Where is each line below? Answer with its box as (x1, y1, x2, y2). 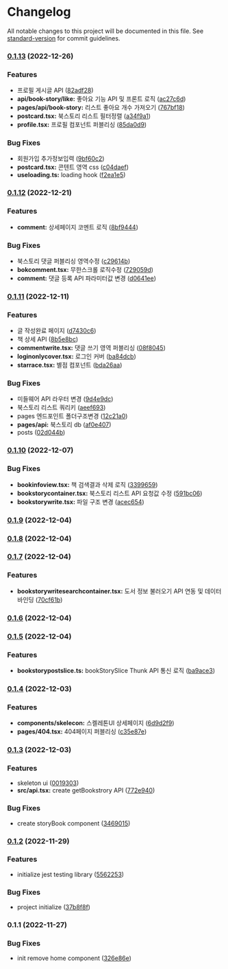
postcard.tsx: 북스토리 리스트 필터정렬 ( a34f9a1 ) (16, 112, 151, 120)
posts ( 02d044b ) (16, 429, 66, 437)
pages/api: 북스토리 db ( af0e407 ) (16, 420, 112, 429)
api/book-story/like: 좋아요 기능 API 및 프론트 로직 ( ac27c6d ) (16, 95, 186, 103)
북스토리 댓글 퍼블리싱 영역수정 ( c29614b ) (16, 257, 131, 265)
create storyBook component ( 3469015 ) (16, 819, 131, 828)
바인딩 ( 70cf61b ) (16, 595, 63, 604)
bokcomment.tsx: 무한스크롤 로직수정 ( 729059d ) (16, 265, 154, 273)
